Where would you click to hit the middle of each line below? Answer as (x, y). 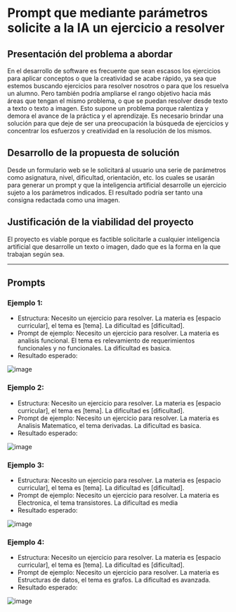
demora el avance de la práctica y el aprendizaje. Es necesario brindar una (115, 116)
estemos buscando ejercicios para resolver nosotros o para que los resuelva (118, 86)
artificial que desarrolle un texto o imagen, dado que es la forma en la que (114, 246)
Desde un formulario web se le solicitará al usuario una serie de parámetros (117, 170)
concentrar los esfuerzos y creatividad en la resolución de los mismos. (110, 131)
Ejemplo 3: (26, 465)
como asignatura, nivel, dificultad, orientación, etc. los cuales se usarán (111, 177)
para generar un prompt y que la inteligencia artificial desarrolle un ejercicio (117, 185)
